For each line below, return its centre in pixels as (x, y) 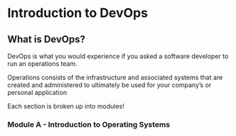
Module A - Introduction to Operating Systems (89, 124)
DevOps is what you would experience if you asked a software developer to (118, 56)
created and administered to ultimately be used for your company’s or (109, 85)
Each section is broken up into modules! (66, 106)
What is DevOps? (46, 39)
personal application (37, 92)
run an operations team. (42, 64)
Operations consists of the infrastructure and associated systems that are (115, 77)
